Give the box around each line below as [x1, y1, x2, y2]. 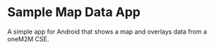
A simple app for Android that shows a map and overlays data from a [7, 27, 207, 36]
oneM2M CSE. [7, 34, 49, 43]
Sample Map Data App [7, 4, 141, 20]
